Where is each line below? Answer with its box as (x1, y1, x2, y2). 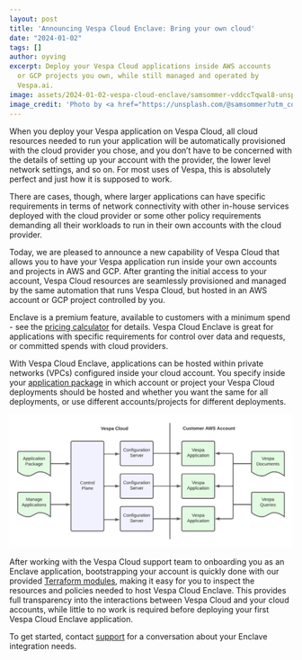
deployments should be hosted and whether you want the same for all (9, 387, 268, 397)
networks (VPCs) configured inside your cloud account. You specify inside (9, 367, 286, 378)
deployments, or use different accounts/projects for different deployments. (9, 396, 287, 406)
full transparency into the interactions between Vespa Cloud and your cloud (9, 594, 289, 606)
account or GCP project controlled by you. (9, 294, 166, 305)
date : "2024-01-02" (9, 33, 83, 42)
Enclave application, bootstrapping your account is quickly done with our (9, 566, 280, 577)
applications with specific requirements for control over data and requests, (9, 331, 286, 342)
